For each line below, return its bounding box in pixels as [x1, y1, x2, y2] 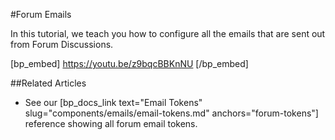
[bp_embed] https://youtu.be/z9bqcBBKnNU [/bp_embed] [10, 58, 249, 69]
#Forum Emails [10, 9, 72, 20]
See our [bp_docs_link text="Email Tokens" [24, 97, 203, 108]
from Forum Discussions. [10, 39, 114, 50]
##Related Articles [10, 77, 87, 89]
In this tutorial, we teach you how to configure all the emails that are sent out [10, 28, 326, 39]
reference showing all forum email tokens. [24, 118, 198, 129]
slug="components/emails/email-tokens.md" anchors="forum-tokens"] [24, 107, 319, 119]
